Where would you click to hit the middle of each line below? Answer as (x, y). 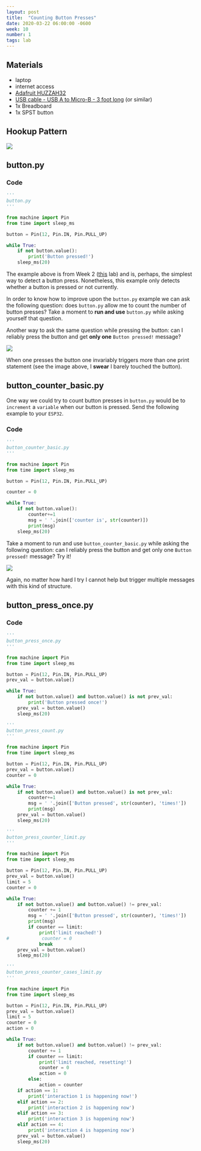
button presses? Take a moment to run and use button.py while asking (95, 312)
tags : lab (19, 40)
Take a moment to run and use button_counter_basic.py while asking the (98, 543)
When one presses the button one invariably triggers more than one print (98, 360)
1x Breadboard (33, 106)
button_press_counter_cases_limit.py (54, 973)
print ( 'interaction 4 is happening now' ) (82, 1131)
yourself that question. (34, 318)
